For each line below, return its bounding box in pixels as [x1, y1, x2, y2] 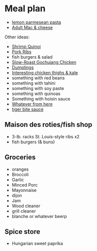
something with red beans [11, 75, 65, 81]
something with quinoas [11, 91, 61, 96]
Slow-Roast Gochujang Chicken [11, 59, 77, 65]
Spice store [4, 227, 40, 236]
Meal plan [4, 3, 46, 14]
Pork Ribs [11, 49, 32, 55]
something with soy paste [11, 85, 65, 91]
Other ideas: [4, 34, 30, 40]
